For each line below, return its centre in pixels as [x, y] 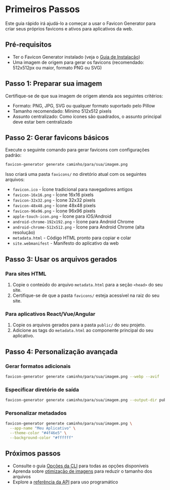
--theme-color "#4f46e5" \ [38, 433]
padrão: [13, 155]
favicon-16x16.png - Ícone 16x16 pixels [53, 195]
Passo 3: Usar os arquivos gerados [61, 259]
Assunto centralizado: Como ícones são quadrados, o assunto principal [87, 116]
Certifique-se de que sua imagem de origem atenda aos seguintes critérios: [84, 96]
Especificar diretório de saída [42, 390]
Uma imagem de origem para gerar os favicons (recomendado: [78, 62]
